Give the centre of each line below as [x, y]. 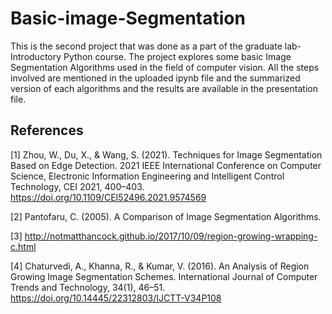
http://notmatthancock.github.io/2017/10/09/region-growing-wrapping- [171, 236]
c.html [23, 246]
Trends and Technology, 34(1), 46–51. [88, 287]
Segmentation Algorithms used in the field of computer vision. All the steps [165, 67]
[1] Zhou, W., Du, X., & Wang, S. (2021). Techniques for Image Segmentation [166, 154]
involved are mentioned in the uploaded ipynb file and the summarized [155, 78]
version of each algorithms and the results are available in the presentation [164, 88]
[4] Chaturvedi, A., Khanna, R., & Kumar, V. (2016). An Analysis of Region [160, 266]
